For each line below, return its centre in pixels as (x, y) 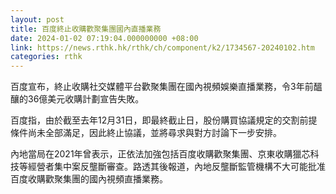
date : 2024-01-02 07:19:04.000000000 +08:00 (104, 38)
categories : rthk (46, 57)
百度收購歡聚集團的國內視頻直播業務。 (89, 179)
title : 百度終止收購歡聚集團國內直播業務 (86, 29)
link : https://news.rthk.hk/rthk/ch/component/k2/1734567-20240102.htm (162, 47)
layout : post (37, 19)
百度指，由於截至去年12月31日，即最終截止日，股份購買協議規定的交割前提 (164, 120)
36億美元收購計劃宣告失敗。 (86, 99)
